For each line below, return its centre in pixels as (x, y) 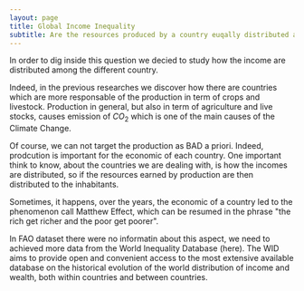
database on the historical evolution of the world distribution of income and (149, 267)
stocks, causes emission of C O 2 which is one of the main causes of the (142, 117)
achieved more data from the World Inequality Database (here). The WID (144, 248)
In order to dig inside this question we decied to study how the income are (148, 61)
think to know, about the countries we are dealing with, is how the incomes (148, 165)
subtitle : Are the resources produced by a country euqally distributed (149, 34)
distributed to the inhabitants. (64, 184)
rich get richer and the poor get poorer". (84, 221)
